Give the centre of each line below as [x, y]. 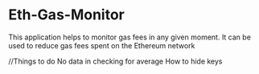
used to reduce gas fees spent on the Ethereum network [102, 45]
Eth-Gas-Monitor [66, 15]
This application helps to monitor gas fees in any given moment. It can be [130, 37]
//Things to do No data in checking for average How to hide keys [115, 61]
